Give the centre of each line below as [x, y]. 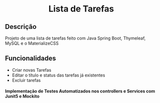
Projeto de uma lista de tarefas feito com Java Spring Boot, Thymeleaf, [75, 38]
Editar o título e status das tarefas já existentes [58, 75]
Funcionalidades [31, 58]
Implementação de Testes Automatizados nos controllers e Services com [80, 91]
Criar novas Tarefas [32, 70]
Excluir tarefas [26, 80]
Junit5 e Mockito [22, 96]
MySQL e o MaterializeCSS [32, 43]
